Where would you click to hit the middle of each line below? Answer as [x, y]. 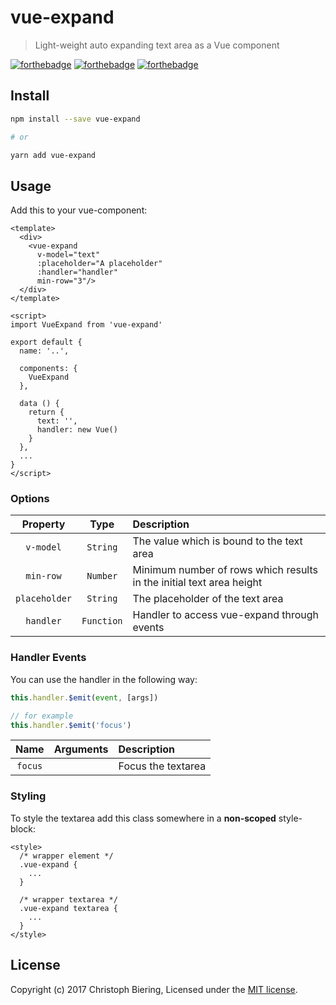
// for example [42, 716]
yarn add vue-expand [53, 155]
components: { [48, 369]
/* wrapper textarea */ [68, 899]
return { [46, 412]
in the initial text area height [197, 583]
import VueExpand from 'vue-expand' [86, 325]
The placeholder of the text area [208, 599]
